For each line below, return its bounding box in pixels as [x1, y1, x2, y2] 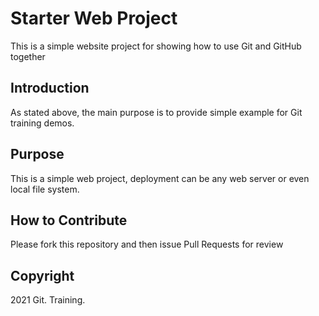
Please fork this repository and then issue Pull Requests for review [10, 238, 284, 251]
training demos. [10, 117, 75, 129]
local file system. [10, 183, 80, 195]
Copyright [10, 267, 75, 284]
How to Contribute [10, 212, 128, 229]
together [10, 50, 46, 62]
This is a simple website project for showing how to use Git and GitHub [10, 40, 302, 52]
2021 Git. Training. [10, 294, 86, 306]
